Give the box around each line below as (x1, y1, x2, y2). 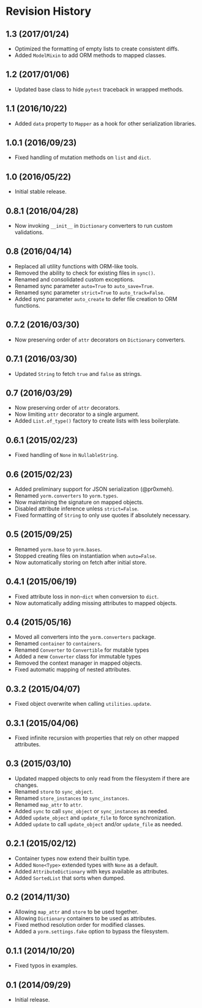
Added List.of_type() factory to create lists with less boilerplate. (14, 417, 180, 424)
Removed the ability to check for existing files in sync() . (14, 269, 155, 276)
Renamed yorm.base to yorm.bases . (14, 545, 102, 553)
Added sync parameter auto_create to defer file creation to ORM (14, 295, 178, 302)
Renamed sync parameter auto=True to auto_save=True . (14, 282, 154, 289)
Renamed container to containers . (14, 640, 102, 647)
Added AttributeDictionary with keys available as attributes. (14, 867, 169, 875)
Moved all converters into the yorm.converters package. (14, 633, 156, 641)
